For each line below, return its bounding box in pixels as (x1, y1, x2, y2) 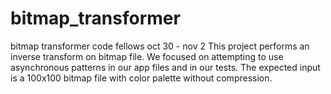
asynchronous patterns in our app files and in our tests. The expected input (10, 61, 321, 73)
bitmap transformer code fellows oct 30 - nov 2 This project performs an (10, 40, 310, 52)
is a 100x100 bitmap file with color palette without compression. (10, 72, 273, 84)
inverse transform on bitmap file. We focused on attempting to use (10, 50, 284, 62)
